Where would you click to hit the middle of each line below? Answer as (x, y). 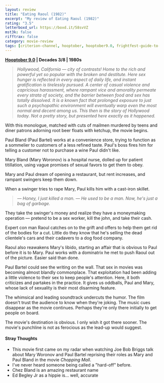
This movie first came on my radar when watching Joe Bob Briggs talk (83, 349)
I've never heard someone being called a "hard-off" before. (72, 365)
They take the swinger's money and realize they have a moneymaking (75, 213)
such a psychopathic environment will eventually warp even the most (87, 105)
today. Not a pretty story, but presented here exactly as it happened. (86, 115)
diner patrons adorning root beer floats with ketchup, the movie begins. (77, 130)
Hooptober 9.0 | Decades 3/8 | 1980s (43, 59)
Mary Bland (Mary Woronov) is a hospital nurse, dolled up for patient (74, 159)
